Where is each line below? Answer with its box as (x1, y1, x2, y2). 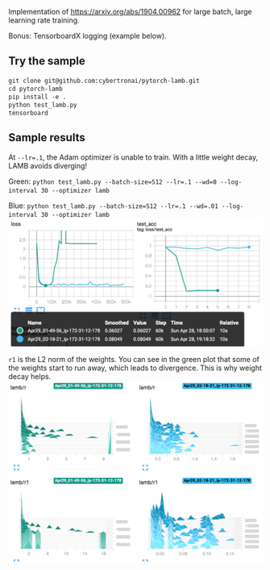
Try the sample (8, 54, 86, 68)
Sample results (8, 131, 86, 144)
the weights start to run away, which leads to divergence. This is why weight (8, 363, 262, 373)
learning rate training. (8, 15, 80, 25)
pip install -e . (8, 93, 67, 101)
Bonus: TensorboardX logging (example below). (8, 31, 167, 40)
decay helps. (8, 372, 52, 381)
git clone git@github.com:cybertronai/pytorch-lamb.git (8, 77, 200, 85)
